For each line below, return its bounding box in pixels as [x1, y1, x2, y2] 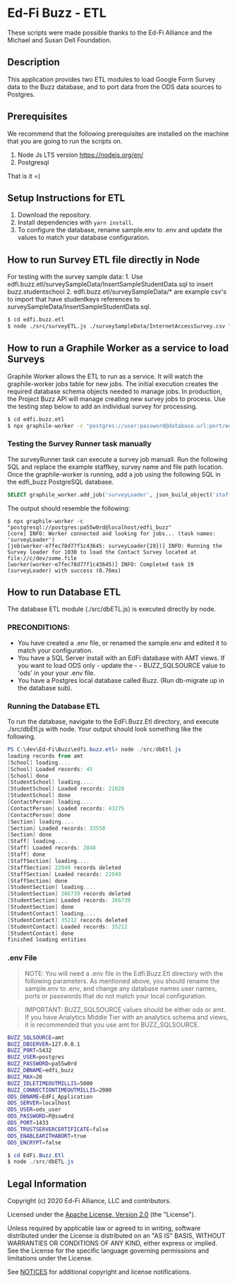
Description [7, 56, 60, 68]
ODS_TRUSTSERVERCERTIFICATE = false [7, 1126, 109, 1133]
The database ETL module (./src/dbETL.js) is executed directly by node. [7, 605, 217, 614]
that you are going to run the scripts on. [7, 136, 123, 145]
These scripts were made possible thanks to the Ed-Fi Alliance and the [7, 28, 213, 37]
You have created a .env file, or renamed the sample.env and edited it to [17, 638, 227, 647]
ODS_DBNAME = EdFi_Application [7, 1093, 93, 1100]
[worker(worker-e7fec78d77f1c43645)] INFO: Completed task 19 [7, 561, 194, 568]
